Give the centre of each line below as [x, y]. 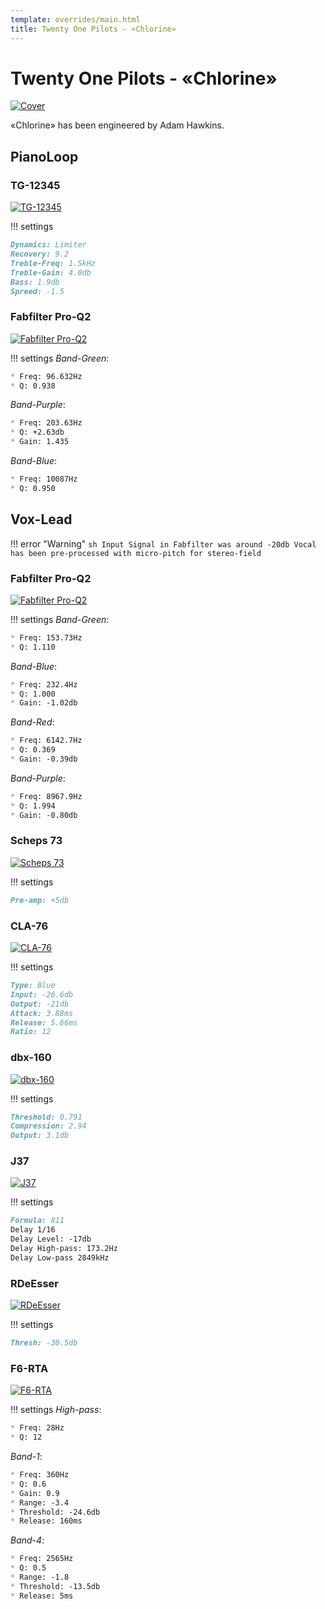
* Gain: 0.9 [35, 1493]
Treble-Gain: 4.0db [51, 272]
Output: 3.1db [40, 1136]
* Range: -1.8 [40, 1577]
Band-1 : [26, 1457]
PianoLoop [44, 156]
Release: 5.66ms [44, 1022]
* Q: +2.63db [37, 432]
